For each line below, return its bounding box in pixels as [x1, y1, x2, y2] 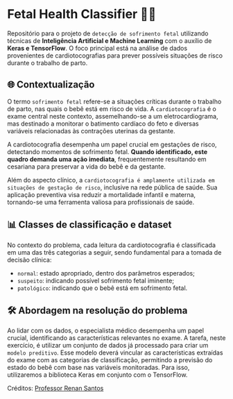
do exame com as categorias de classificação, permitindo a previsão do [7, 356, 213, 364]
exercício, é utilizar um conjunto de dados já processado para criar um [7, 341, 209, 350]
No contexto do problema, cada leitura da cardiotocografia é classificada [7, 241, 216, 249]
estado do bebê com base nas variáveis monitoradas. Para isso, [7, 364, 190, 372]
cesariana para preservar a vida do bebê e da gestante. [7, 162, 166, 171]
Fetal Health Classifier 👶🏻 [7, 6, 157, 22]
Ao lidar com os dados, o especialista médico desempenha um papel [7, 326, 205, 335]
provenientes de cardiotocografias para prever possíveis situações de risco [7, 51, 223, 60]
